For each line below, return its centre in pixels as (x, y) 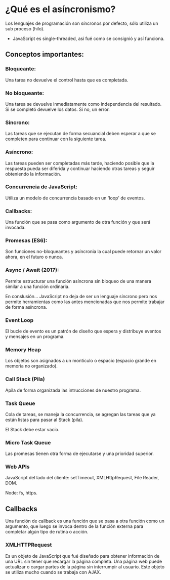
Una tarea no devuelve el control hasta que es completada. (67, 80)
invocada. (15, 227)
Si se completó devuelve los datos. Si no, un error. (57, 109)
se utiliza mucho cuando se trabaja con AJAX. (53, 572)
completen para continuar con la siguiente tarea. (56, 139)
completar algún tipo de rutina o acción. (47, 532)
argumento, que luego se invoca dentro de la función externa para (74, 526)
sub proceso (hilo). (25, 28)
